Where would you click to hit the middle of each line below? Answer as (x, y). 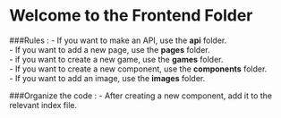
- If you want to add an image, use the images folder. (107, 78)
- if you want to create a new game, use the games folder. (116, 59)
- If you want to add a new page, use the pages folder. (110, 49)
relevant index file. (43, 105)
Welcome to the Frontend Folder (131, 16)
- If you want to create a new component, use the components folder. (138, 69)
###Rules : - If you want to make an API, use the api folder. (118, 40)
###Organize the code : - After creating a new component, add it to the (141, 96)
